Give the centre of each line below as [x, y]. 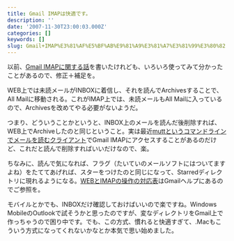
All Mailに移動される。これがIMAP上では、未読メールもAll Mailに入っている [115, 99]
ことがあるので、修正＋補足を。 [53, 75]
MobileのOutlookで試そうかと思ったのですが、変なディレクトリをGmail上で [116, 213]
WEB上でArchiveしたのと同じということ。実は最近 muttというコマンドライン [117, 131]
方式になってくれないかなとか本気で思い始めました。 [101, 230]
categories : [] [29, 33]
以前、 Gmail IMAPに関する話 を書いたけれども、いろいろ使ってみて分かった [115, 67]
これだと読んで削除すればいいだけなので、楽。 [86, 148]
